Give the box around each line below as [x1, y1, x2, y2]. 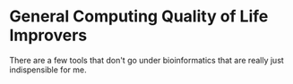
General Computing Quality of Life [9, 6, 269, 27]
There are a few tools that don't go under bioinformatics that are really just [9, 55, 284, 65]
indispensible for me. [9, 64, 87, 75]
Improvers [9, 25, 88, 46]
